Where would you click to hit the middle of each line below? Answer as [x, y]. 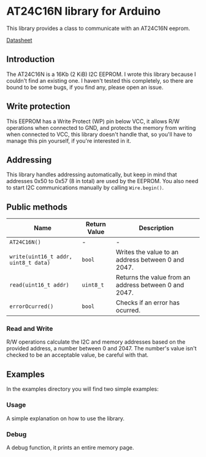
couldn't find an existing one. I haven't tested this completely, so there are [100, 80]
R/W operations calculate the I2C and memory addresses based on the [96, 342]
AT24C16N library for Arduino [84, 11]
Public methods [37, 207]
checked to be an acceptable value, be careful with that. [78, 355]
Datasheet [19, 40]
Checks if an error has [147, 303]
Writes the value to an [147, 252]
